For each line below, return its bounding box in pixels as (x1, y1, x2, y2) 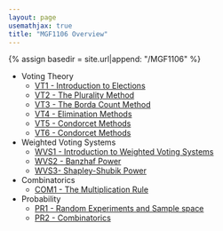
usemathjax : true (8, 21, 73, 30)
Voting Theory (20, 71, 75, 82)
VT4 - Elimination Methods (34, 108, 132, 120)
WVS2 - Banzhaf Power (34, 156, 122, 167)
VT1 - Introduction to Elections (34, 81, 146, 92)
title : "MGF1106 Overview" (8, 29, 108, 38)
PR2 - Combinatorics (34, 212, 112, 223)
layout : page (8, 12, 57, 22)
